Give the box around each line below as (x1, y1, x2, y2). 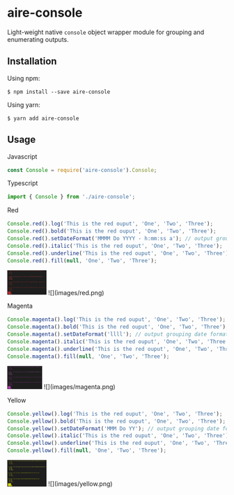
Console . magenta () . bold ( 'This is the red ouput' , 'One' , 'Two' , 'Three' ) (7, 324, 226, 331)
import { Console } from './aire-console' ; (7, 194, 136, 201)
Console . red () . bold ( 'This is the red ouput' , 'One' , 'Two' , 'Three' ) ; (7, 228, 217, 235)
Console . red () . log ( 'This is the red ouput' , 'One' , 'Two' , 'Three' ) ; (7, 221, 214, 228)
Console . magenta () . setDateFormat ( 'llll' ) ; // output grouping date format (7, 331, 229, 338)
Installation (7, 56, 57, 68)
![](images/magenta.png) (43, 382, 116, 391)
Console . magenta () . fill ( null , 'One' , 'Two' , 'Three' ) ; (7, 353, 170, 360)
